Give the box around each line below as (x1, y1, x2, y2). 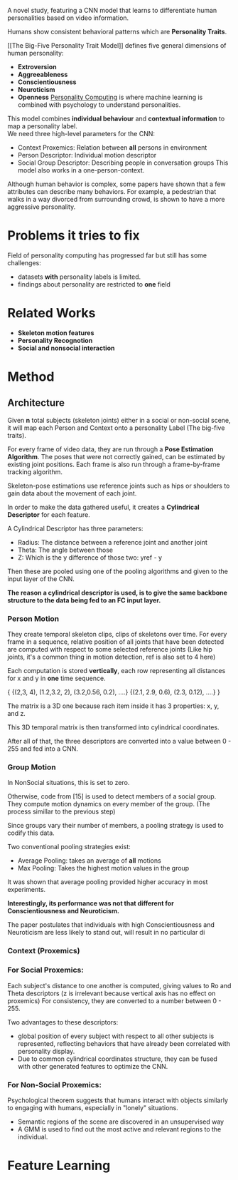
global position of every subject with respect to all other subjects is (17, 1032, 215, 1040)
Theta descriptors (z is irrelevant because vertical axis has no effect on (7, 989, 216, 997)
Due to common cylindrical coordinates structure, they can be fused (17, 1055, 218, 1063)
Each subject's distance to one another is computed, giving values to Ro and (7, 981, 232, 990)
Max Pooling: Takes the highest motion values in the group (17, 864, 190, 873)
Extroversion (17, 63, 57, 71)
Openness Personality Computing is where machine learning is (17, 93, 203, 101)
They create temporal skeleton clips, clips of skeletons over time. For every (7, 630, 227, 639)
